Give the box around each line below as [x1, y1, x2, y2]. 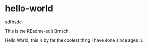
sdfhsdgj [5, 19, 23, 24]
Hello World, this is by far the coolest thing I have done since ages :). [5, 37, 144, 43]
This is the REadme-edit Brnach [5, 28, 69, 34]
